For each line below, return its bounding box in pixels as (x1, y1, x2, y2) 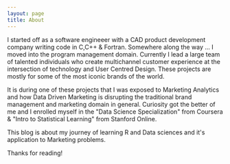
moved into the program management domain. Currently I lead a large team (7, 50, 220, 59)
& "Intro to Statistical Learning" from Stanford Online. (7, 114, 157, 123)
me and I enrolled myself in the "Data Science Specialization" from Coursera (7, 107, 223, 116)
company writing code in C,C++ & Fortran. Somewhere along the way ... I (7, 43, 214, 51)
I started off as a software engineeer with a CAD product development (7, 35, 206, 43)
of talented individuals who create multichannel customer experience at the (7, 57, 221, 65)
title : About (7, 17, 45, 23)
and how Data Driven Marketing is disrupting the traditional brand (7, 92, 192, 101)
